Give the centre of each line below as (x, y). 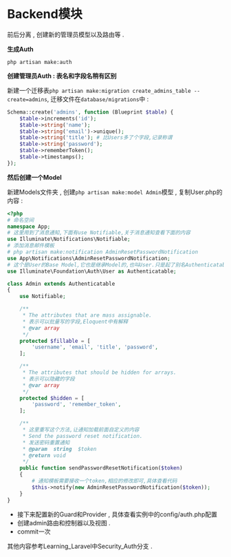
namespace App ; (29, 227)
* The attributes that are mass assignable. (87, 315)
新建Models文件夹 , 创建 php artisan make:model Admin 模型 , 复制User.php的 (115, 192)
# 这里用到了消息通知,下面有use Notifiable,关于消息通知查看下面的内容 (99, 233)
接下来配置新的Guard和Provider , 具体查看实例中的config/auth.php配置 (117, 514)
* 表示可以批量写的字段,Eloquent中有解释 (75, 322)
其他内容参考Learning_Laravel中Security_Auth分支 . (80, 546)
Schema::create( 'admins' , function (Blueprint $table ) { (90, 112)
